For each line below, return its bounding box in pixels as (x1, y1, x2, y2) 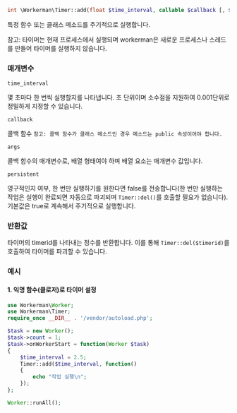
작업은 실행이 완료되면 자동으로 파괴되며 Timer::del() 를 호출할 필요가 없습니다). (7, 193, 229, 201)
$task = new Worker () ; (7, 328, 74, 335)
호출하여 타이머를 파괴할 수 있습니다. (7, 247, 107, 256)
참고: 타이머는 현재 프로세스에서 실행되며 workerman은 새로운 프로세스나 (7, 35, 208, 44)
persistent (7, 171, 39, 178)
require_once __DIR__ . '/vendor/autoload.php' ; (7, 315, 153, 322)
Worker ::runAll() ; (7, 399, 61, 406)
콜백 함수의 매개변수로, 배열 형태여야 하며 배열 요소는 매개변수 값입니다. (7, 157, 203, 165)
